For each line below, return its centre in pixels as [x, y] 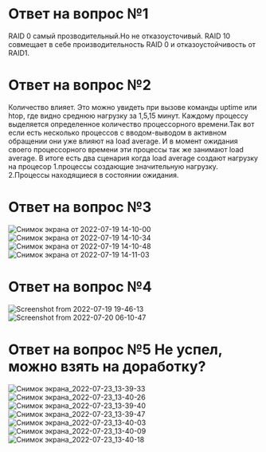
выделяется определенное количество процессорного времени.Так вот [131, 124]
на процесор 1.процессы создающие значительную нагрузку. [113, 166]
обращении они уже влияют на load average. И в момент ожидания [123, 141]
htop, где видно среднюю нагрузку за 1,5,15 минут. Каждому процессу [128, 116]
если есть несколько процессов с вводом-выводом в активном [117, 132]
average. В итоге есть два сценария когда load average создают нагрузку [133, 158]
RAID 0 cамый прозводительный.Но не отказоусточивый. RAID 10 [119, 36]
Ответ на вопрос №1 [78, 14]
